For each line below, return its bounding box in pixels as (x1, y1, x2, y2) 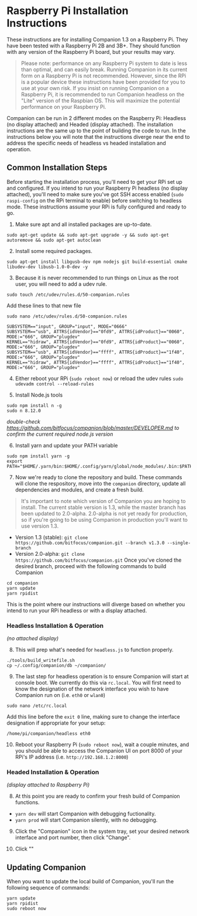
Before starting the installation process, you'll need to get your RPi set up (6, 178, 183, 185)
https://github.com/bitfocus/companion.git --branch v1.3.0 (15, 540, 165, 546)
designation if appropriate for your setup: (6, 719, 106, 727)
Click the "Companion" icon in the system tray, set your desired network (15, 828, 189, 835)
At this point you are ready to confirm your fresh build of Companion (15, 792, 180, 800)
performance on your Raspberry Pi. (20, 103, 106, 110)
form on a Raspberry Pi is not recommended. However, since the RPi (20, 72, 186, 79)
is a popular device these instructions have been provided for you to (20, 78, 186, 86)
